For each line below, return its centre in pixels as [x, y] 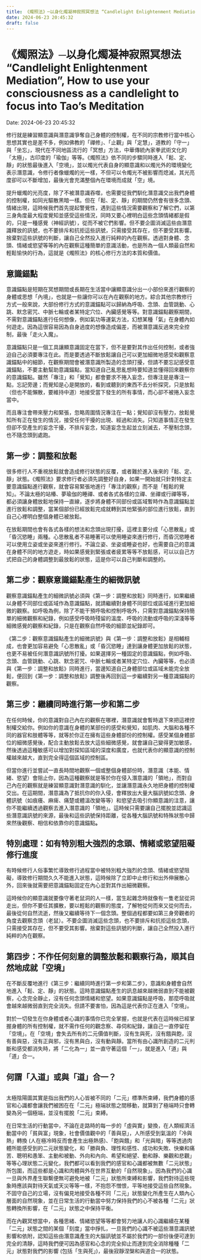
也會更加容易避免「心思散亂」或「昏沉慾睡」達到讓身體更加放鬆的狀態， [106, 646]
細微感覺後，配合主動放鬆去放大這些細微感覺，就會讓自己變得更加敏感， [106, 742]
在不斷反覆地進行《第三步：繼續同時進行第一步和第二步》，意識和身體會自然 [99, 984]
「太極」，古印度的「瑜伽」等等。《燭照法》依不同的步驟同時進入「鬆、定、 [98, 157]
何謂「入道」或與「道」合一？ [61, 1077]
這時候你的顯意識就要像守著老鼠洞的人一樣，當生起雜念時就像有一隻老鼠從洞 [100, 898]
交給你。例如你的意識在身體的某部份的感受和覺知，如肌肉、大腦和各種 [103, 727]
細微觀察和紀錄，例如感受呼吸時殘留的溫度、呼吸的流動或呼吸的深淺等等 [106, 618]
